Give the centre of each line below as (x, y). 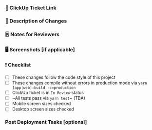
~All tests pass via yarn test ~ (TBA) (48, 98)
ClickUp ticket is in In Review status (48, 93)
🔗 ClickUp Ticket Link (31, 8)
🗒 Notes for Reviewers (32, 34)
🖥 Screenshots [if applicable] (40, 49)
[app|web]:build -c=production (44, 88)
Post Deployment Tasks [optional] (46, 122)
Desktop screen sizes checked (43, 109)
